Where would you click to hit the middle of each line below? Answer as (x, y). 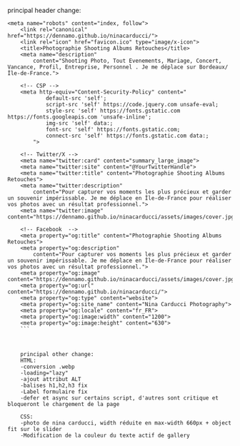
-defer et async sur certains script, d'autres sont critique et (120, 398)
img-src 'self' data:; (79, 123)
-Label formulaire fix (54, 392)
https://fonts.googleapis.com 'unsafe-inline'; (80, 117)
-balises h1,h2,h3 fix (54, 385)
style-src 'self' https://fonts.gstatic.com (113, 111)
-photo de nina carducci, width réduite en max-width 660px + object (126, 423)
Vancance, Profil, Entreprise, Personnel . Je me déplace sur (102, 67)
